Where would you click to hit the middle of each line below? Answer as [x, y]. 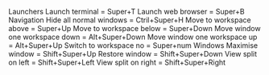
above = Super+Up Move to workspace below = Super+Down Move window [134, 28]
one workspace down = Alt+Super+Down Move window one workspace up [133, 37]
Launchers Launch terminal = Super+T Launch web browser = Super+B [126, 12]
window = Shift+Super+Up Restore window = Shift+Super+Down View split [133, 54]
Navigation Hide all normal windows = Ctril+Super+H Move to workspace [130, 20]
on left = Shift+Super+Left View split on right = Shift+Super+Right [117, 62]
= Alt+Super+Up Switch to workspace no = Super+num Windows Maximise [133, 45]
